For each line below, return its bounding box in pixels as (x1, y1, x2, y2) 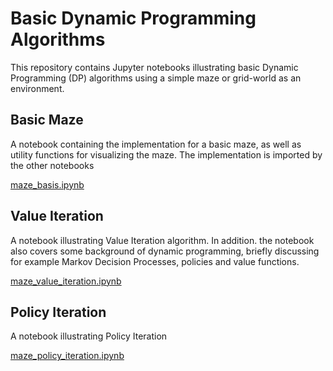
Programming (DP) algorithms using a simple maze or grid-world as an (10, 72, 302, 84)
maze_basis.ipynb (10, 178, 85, 191)
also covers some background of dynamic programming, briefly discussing (10, 245, 320, 257)
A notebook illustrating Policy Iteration (10, 330, 168, 342)
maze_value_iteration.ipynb (10, 275, 122, 287)
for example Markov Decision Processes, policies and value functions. (10, 255, 300, 267)
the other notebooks (10, 159, 95, 171)
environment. (10, 82, 65, 94)
